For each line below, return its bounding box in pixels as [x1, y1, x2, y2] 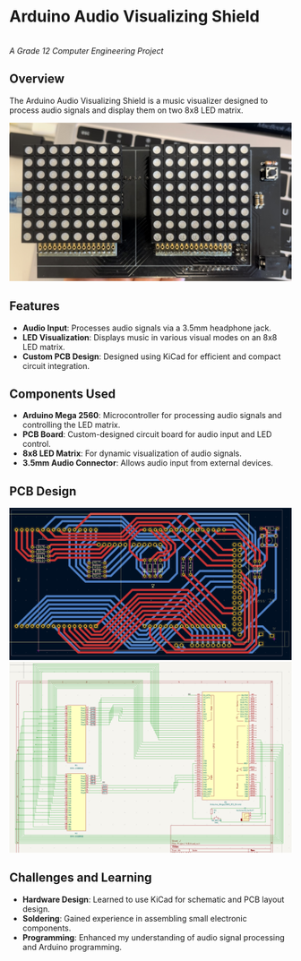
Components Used [9, 386, 116, 401]
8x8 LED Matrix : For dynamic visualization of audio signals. [21, 448, 242, 459]
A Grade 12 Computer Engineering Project [9, 45, 164, 56]
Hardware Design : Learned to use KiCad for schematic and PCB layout [21, 894, 285, 905]
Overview [9, 72, 65, 87]
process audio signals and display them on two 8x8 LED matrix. [9, 105, 244, 116]
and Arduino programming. [21, 941, 123, 952]
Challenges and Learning [9, 871, 152, 886]
